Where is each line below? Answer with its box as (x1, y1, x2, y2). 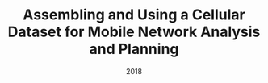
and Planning (89, 40, 179, 58)
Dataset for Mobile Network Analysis (7, 23, 261, 41)
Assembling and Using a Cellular (22, 6, 246, 24)
